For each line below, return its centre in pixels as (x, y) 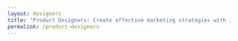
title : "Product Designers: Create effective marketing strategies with (117, 20)
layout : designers (34, 14)
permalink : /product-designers (53, 26)
